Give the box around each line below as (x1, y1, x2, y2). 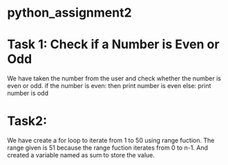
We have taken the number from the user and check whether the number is (7, 74, 221, 82)
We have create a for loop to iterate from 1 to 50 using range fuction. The (7, 137, 215, 145)
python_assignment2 (7, 5, 133, 21)
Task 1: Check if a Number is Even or (7, 37, 220, 53)
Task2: (7, 113, 47, 129)
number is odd (7, 89, 49, 98)
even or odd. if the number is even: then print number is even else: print (7, 82, 211, 90)
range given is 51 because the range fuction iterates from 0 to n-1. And (7, 144, 209, 152)
